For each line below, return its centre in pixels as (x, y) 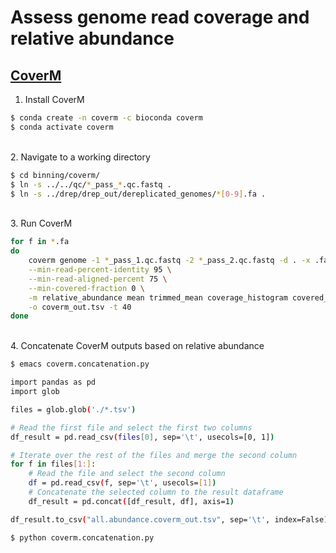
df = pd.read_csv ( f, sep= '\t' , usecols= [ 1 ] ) (122, 483)
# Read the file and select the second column (127, 474)
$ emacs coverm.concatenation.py (80, 364)
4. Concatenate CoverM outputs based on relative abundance (137, 346)
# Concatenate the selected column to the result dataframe (156, 492)
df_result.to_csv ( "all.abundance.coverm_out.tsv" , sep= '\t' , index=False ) (169, 519)
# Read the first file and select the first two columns (131, 427)
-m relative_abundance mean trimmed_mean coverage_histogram (158, 297)
